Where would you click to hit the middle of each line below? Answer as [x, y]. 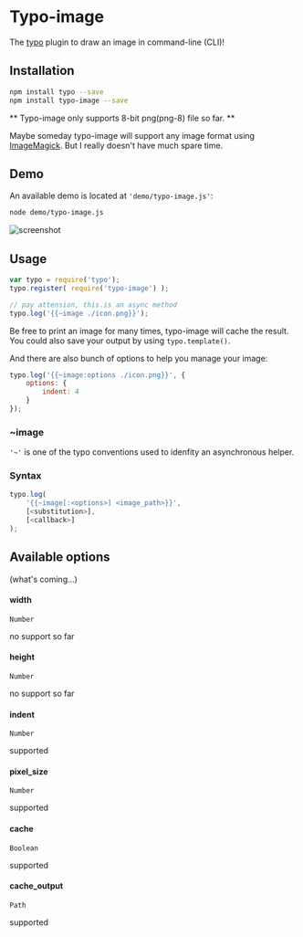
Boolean [24, 848]
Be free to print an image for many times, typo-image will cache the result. [149, 331]
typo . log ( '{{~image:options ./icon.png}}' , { [97, 375]
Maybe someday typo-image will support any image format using [132, 135]
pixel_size [29, 771]
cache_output [37, 886]
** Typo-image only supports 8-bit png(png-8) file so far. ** [122, 118]
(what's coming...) [43, 579]
